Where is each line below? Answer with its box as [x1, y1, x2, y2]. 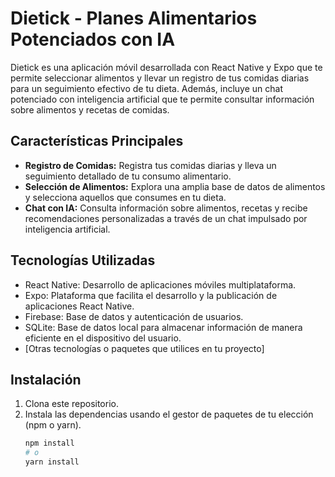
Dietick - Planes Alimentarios [10, 7, 258, 30]
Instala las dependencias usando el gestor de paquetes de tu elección [24, 408, 314, 421]
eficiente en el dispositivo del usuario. [24, 332, 182, 344]
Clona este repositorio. [24, 398, 119, 410]
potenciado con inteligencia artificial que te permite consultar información [10, 93, 315, 105]
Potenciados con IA [10, 28, 176, 51]
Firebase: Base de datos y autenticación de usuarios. [24, 310, 244, 322]
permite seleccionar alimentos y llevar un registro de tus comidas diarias [10, 72, 310, 84]
